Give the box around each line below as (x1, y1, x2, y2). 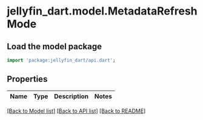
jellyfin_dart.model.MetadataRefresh (7, 4, 198, 18)
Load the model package (7, 41, 102, 52)
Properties (7, 74, 48, 84)
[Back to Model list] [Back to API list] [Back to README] (7, 107, 146, 115)
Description (54, 92, 88, 101)
